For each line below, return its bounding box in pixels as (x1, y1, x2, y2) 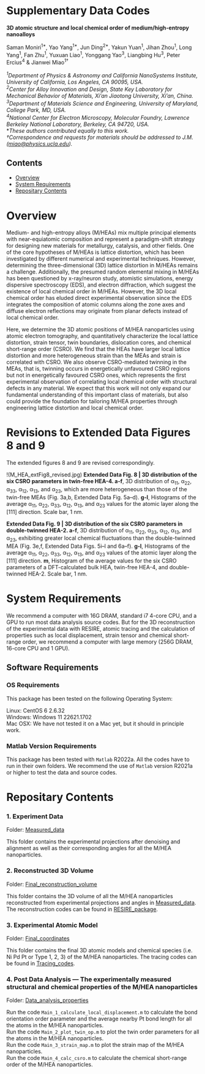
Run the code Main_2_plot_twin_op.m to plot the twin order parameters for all (6, 1028, 199, 1036)
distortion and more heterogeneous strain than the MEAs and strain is (6, 352, 182, 360)
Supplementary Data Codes (6, 4, 150, 18)
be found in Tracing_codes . (6, 960, 75, 967)
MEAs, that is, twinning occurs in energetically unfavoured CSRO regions (6, 365, 190, 373)
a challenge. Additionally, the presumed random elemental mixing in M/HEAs (6, 268, 199, 275)
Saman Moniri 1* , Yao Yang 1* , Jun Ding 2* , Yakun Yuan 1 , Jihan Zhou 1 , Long (6, 42, 192, 51)
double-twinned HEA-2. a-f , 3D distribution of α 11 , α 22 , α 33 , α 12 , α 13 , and (6, 526, 192, 535)
